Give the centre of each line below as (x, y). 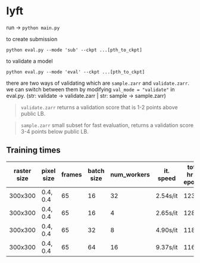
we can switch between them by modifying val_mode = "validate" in (90, 89)
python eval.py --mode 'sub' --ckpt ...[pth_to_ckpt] (74, 50)
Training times (33, 150)
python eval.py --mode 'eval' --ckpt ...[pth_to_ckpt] (76, 72)
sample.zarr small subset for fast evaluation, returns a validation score (107, 125)
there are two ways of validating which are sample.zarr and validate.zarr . (98, 83)
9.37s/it (167, 247)
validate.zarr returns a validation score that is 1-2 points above (99, 107)
